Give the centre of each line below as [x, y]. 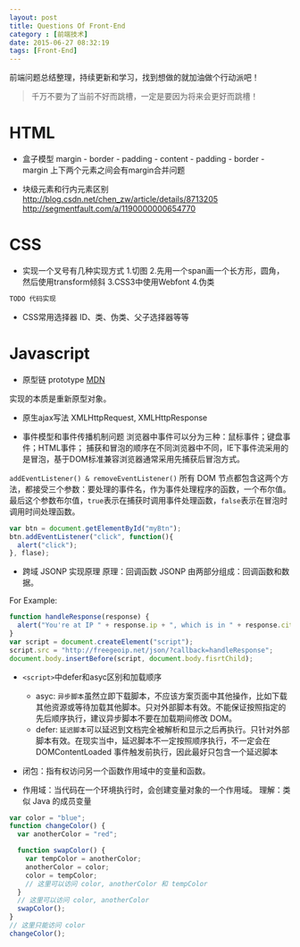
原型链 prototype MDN [63, 379]
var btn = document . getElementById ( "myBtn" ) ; [95, 528]
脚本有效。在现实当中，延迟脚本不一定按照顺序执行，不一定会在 [153, 740]
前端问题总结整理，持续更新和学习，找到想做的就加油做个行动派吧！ [134, 78]
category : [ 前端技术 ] [49, 34]
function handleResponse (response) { [79, 617]
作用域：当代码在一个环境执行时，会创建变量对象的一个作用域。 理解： [152, 790]
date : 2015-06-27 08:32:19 [59, 42]
